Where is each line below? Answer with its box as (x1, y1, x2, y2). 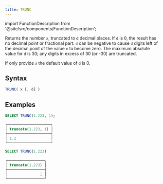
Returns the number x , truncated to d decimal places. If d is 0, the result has (5, 35, 157, 41)
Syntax (5, 74, 27, 83)
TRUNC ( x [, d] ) (5, 87, 40, 92)
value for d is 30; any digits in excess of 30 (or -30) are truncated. (5, 51, 137, 56)
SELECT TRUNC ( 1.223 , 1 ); (5, 113, 55, 118)
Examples (5, 100, 36, 109)
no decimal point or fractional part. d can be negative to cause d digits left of (5, 40, 158, 46)
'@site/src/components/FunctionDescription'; (5, 25, 96, 32)
